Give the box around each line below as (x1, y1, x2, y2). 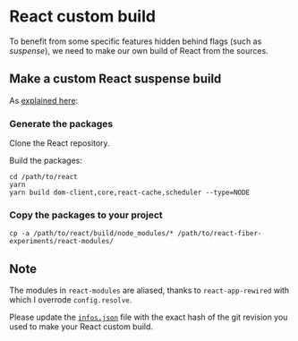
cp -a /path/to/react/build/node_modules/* (9, 229, 175, 238)
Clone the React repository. (9, 138, 110, 149)
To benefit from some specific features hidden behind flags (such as (9, 36, 262, 47)
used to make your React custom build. (9, 321, 154, 332)
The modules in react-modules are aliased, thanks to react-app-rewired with (9, 285, 290, 296)
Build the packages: (9, 155, 82, 166)
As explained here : (9, 95, 79, 106)
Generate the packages (9, 117, 114, 130)
